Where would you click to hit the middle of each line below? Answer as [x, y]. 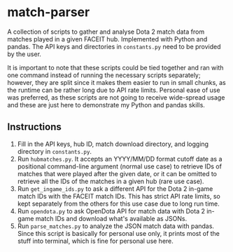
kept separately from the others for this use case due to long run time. [119, 204]
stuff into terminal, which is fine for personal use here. [95, 241]
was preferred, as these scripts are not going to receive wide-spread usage [116, 97]
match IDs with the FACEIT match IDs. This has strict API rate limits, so [119, 196]
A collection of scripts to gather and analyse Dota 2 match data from [106, 32]
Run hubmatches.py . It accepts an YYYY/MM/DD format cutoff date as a [120, 159]
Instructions [34, 127]
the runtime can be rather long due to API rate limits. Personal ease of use [114, 90]
